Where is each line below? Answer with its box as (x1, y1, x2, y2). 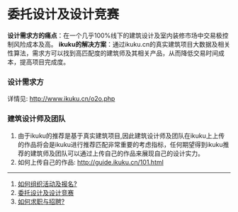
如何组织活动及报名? (17, 179, 77, 188)
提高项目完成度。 (19, 57, 69, 66)
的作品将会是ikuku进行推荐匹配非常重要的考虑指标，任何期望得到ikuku (17, 140, 223, 148)
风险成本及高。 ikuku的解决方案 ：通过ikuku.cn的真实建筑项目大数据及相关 (13, 40, 231, 48)
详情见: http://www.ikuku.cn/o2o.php (7, 95, 115, 103)
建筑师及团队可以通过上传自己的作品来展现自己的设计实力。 (30, 149, 204, 158)
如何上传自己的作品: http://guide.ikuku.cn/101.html (17, 158, 164, 166)
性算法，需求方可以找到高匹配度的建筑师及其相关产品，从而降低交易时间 (7, 49, 218, 57)
